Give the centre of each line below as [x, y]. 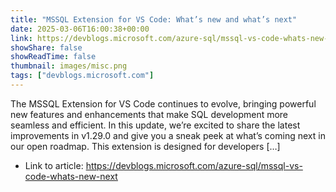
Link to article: [54, 165]
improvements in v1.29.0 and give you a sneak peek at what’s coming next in [168, 135]
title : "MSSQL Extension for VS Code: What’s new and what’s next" [154, 19]
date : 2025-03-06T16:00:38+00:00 [80, 29]
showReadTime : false [53, 57]
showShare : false [46, 47]
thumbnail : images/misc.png [69, 66]
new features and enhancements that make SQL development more [149, 114]
